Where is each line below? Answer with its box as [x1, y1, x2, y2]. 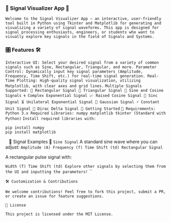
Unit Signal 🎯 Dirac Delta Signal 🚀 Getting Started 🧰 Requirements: [5, 106, 156, 111]
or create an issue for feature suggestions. [5, 193, 104, 199]
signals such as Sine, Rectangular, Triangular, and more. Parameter [5, 64, 157, 70]
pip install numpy [5, 125, 45, 130]
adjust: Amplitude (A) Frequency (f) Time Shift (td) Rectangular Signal [5, 144, 163, 150]
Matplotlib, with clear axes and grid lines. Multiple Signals [5, 83, 142, 89]
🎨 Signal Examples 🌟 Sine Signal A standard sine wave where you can [9, 138, 158, 145]
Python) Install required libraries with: [5, 116, 96, 121]
